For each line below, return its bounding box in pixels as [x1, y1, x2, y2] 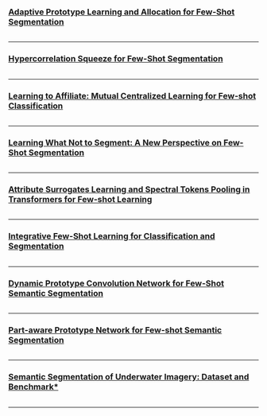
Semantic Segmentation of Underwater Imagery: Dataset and [8, 371, 250, 383]
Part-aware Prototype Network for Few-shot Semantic [8, 325, 222, 336]
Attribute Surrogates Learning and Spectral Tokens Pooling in [8, 184, 250, 195]
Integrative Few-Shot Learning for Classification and [8, 231, 216, 242]
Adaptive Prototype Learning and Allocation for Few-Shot [8, 6, 235, 17]
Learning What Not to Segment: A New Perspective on [8, 137, 222, 148]
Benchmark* [8, 381, 59, 392]
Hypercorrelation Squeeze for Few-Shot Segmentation [8, 53, 224, 64]
